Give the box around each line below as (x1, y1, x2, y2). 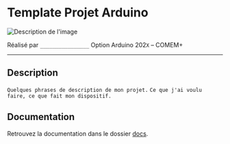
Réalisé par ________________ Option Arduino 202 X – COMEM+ (7, 40, 183, 49)
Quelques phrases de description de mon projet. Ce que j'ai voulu (7, 86, 202, 93)
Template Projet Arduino (7, 5, 149, 21)
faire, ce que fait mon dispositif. (7, 93, 112, 99)
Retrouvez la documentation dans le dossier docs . (7, 129, 149, 138)
